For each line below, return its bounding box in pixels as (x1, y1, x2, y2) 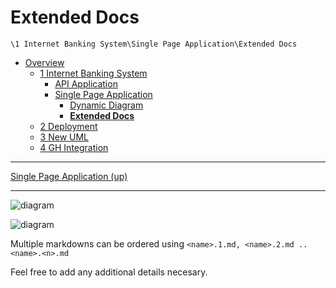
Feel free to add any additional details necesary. (10, 266, 208, 278)
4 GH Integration (39, 141, 109, 153)
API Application (54, 77, 118, 90)
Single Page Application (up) (10, 170, 128, 182)
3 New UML (39, 131, 90, 143)
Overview (24, 56, 65, 68)
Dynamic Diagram (69, 99, 144, 111)
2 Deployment (39, 120, 98, 132)
